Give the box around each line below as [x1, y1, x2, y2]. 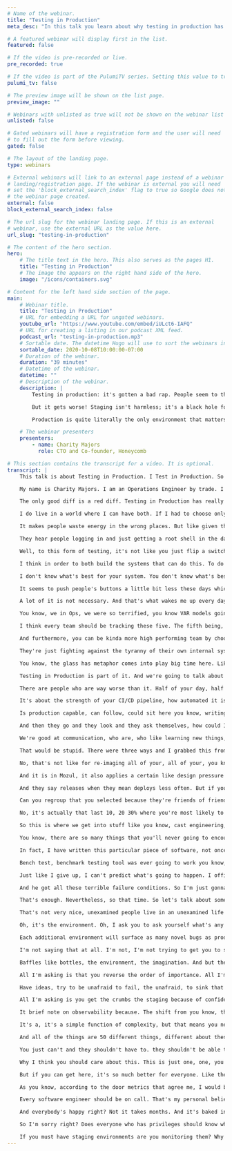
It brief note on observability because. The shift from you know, [19, 1009, 217, 1016]
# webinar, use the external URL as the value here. [7, 225, 162, 232]
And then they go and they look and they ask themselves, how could [19, 722, 221, 729]
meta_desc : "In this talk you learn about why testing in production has [7, 23, 224, 30]
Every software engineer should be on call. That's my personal [19, 1096, 209, 1103]
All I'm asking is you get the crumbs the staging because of [19, 996, 202, 1003]
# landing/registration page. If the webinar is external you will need [7, 180, 221, 187]
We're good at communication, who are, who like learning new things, [19, 735, 227, 742]
